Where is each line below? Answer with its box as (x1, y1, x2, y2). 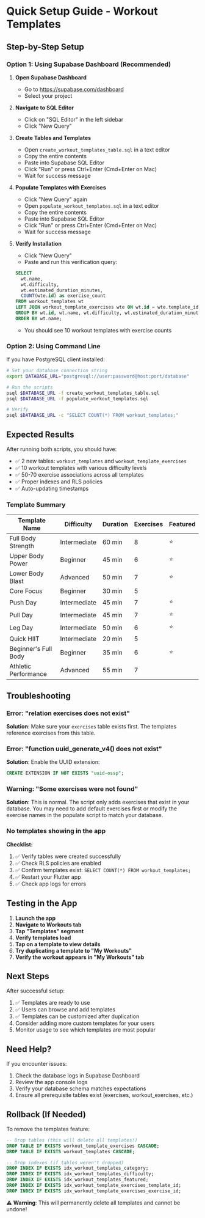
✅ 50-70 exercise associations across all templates (15, 471, 145, 478)
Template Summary (6, 500, 66, 508)
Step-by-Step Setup (6, 42, 84, 52)
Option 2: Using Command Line (6, 342, 101, 350)
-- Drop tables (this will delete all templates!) (6, 1137, 138, 1143)
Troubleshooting (6, 691, 71, 701)
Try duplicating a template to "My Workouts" (15, 947, 132, 954)
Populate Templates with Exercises (15, 183, 107, 191)
